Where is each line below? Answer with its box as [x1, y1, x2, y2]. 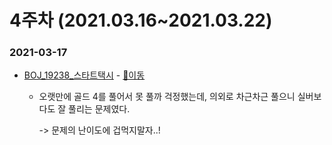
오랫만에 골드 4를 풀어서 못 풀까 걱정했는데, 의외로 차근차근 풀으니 [38, 91, 296, 103]
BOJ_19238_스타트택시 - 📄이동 [23, 69, 146, 81]
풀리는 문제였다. [68, 103, 131, 115]
